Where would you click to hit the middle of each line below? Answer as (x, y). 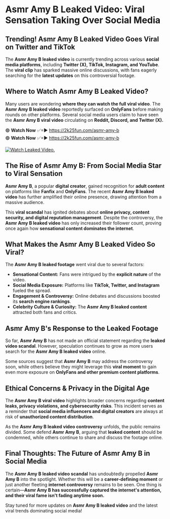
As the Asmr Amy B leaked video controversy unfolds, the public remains (83, 427)
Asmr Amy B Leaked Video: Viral (75, 9)
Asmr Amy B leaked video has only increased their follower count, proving (83, 223)
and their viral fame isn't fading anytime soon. (55, 495)
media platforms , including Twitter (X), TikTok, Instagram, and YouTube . (82, 64)
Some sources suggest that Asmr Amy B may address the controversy (79, 361)
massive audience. (25, 202)
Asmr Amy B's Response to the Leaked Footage (82, 328)
